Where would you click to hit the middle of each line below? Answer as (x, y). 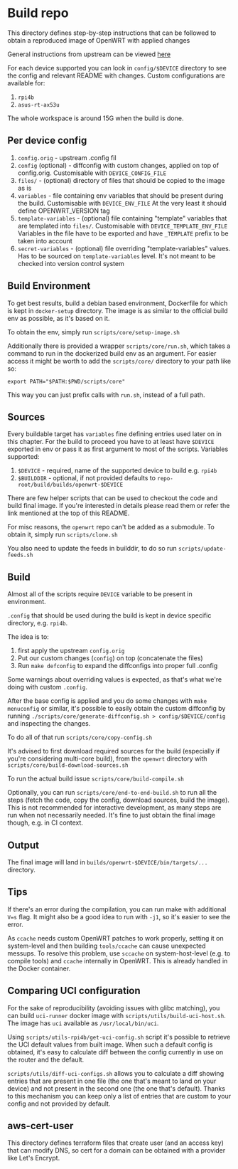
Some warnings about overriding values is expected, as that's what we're (115, 679)
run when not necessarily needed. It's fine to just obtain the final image (111, 815)
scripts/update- (202, 549)
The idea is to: (28, 637)
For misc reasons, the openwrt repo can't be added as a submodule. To (111, 527)
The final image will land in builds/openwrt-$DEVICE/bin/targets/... (108, 862)
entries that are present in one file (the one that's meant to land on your (112, 1081)
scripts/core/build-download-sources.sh (68, 766)
